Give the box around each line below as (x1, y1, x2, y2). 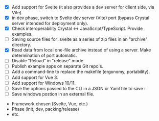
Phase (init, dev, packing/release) (11, 106, 79, 112)
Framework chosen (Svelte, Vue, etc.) (11, 100, 88, 107)
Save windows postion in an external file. (11, 91, 94, 97)
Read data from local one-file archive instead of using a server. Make (11, 47, 151, 53)
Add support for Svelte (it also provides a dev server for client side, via (11, 4, 155, 10)
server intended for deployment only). (11, 21, 89, 26)
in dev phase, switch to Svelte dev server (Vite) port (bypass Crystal (11, 15, 150, 21)
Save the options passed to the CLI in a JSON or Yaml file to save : (11, 85, 146, 91)
